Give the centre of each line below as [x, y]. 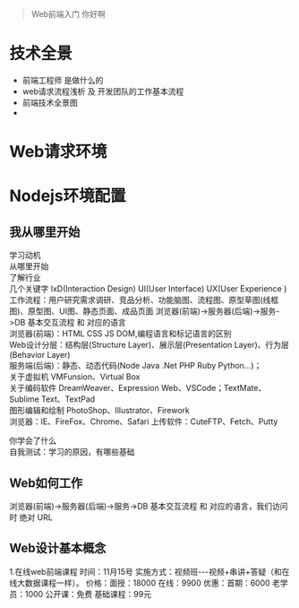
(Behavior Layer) [40, 355]
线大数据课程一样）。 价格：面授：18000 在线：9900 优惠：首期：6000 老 [145, 583]
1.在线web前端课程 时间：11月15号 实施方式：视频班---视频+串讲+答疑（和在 [149, 571]
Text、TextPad [68, 399]
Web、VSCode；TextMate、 [214, 388]
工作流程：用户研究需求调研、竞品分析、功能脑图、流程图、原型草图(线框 [144, 300]
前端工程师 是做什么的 [63, 80]
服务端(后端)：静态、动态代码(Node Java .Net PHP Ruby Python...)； [136, 366]
